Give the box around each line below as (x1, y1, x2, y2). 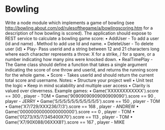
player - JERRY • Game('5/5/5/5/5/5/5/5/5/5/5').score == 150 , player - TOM (5, 98, 160, 104)
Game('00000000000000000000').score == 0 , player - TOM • (5, 108, 135, 114)
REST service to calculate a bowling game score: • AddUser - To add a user (5, 35, 159, 41)
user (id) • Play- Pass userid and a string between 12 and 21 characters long (5, 46, 160, 52)
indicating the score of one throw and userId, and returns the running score (5, 66, 159, 72)
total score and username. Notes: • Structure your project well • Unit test (5, 77, 154, 83)
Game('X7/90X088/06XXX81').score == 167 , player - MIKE (5, 119, 125, 125)
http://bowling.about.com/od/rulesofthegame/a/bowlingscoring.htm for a (5, 25, 153, 31)
